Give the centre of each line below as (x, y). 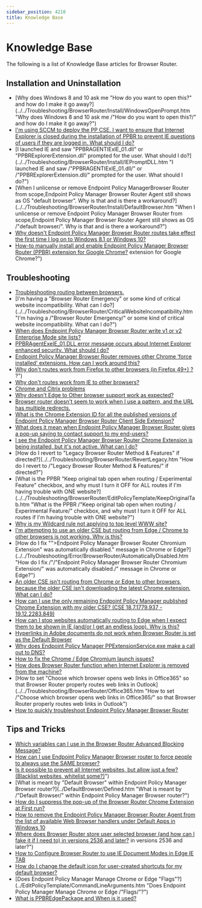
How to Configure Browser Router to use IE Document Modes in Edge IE (104, 853)
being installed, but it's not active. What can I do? (76, 447)
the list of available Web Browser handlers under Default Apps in (95, 821)
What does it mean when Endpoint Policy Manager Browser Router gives (105, 427)
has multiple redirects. (43, 408)
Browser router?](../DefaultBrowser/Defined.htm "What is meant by (98, 789)
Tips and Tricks (36, 729)
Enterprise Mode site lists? (48, 337)
